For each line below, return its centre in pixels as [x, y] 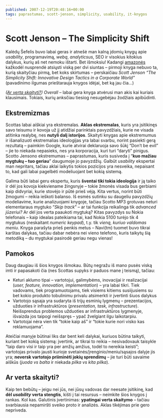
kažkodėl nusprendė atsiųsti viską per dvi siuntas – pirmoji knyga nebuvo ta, [82, 67]
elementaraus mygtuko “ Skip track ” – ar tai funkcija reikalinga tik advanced [81, 207]
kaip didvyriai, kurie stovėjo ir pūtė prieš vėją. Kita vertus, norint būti [74, 192]
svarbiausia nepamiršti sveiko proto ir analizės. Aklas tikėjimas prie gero [78, 405]
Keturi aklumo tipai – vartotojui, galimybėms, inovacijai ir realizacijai [80, 280]
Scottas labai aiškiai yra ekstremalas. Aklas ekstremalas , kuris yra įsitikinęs [81, 125]
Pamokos [20, 253]
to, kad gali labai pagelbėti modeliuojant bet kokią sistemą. [64, 172]
